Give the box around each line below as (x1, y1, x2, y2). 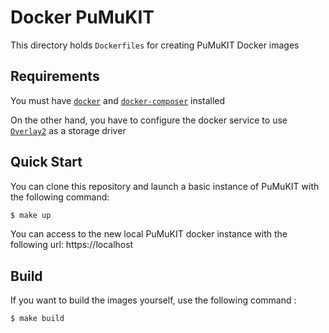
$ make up (10, 210, 52, 220)
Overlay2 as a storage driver (10, 124, 127, 136)
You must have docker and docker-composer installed (10, 94, 226, 106)
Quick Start (10, 154, 83, 171)
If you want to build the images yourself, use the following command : (10, 294, 297, 306)
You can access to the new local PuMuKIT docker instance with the (10, 228, 288, 240)
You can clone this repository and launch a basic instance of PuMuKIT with (10, 180, 320, 192)
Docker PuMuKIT (10, 6, 155, 29)
